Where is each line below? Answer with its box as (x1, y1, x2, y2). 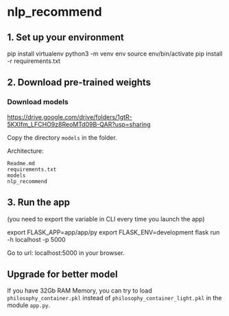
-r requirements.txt (7, 57, 60, 65)
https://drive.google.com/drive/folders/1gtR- (7, 112, 132, 121)
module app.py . (7, 301, 50, 309)
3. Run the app (7, 197, 71, 208)
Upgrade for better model (7, 268, 118, 280)
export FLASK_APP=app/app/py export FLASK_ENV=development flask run (7, 228, 220, 236)
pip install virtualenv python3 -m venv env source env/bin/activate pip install (7, 49, 223, 58)
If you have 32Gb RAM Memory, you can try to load (7, 287, 152, 295)
